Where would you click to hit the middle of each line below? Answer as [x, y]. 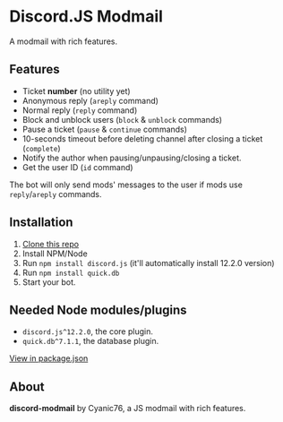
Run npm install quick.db [71, 272]
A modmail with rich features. [64, 41]
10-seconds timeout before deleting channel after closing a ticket [142, 138]
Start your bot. [49, 282]
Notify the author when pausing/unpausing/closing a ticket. [132, 158]
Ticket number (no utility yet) [77, 90]
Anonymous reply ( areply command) [90, 100]
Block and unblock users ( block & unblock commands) [122, 119]
